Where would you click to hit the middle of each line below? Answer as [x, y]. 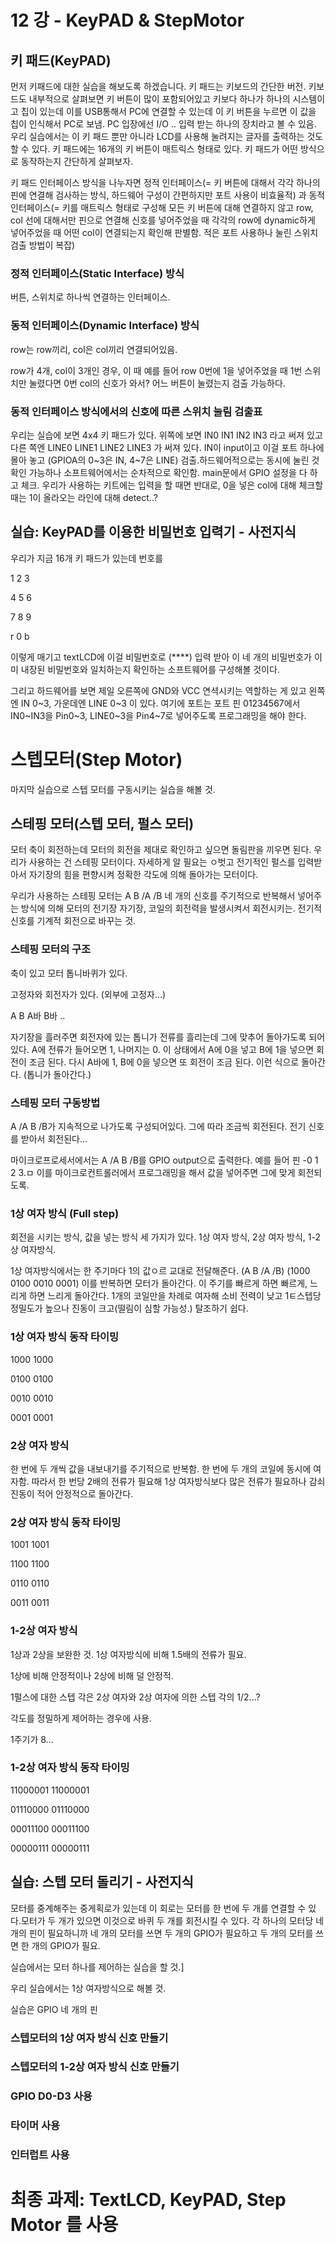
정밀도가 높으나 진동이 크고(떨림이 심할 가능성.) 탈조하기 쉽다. [129, 1308]
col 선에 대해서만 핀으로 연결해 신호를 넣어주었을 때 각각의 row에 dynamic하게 [163, 220]
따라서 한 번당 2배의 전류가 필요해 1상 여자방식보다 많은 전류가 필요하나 [169, 1481]
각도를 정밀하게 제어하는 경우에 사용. [81, 1718]
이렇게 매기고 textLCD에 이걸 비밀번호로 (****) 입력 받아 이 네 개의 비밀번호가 [161, 657]
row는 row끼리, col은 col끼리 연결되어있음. [94, 349]
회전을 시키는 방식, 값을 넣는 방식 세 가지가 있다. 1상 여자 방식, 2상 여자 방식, [158, 1237]
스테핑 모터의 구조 [51, 949]
